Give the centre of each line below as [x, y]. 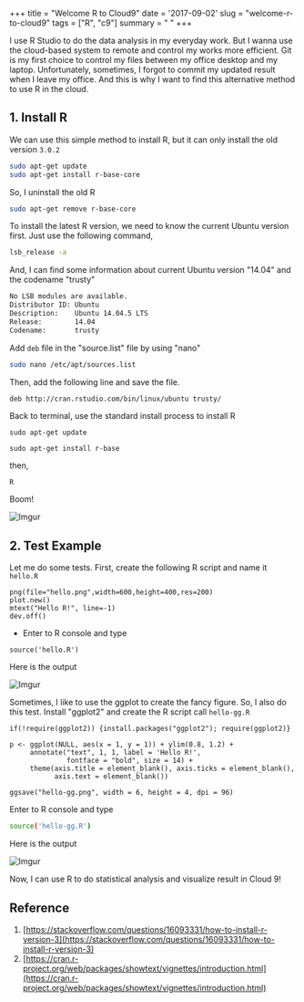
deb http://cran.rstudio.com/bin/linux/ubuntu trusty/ [116, 399]
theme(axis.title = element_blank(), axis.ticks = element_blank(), [162, 769]
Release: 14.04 [52, 322]
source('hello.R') [44, 650]
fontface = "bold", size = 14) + [130, 761]
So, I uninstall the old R [52, 192]
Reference [40, 908]
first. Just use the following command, [81, 235]
